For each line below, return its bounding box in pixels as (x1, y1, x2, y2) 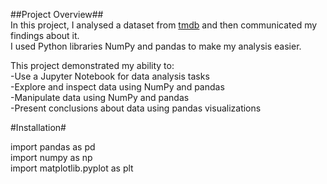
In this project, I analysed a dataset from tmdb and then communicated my (10, 19, 318, 31)
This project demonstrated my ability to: (10, 60, 175, 71)
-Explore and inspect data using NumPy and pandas (10, 81, 225, 93)
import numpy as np (10, 152, 93, 163)
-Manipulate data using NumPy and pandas (10, 92, 190, 103)
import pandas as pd (10, 141, 96, 153)
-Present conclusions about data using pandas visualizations (10, 102, 262, 114)
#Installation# (10, 122, 67, 133)
